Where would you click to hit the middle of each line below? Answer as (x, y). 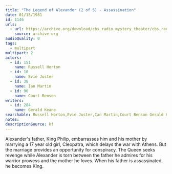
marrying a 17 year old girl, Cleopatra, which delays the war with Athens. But (86, 144)
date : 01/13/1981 (24, 15)
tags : (11, 43)
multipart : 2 (19, 53)
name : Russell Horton (37, 67)
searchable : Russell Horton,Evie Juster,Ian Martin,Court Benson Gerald (84, 115)
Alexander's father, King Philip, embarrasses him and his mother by (76, 139)
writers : (15, 100)
